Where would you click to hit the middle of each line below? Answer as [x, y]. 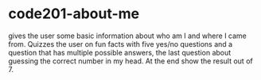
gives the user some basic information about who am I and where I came [127, 36]
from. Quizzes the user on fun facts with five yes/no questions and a [121, 44]
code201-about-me [74, 14]
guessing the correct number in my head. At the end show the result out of [130, 61]
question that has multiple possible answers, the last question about [120, 52]
